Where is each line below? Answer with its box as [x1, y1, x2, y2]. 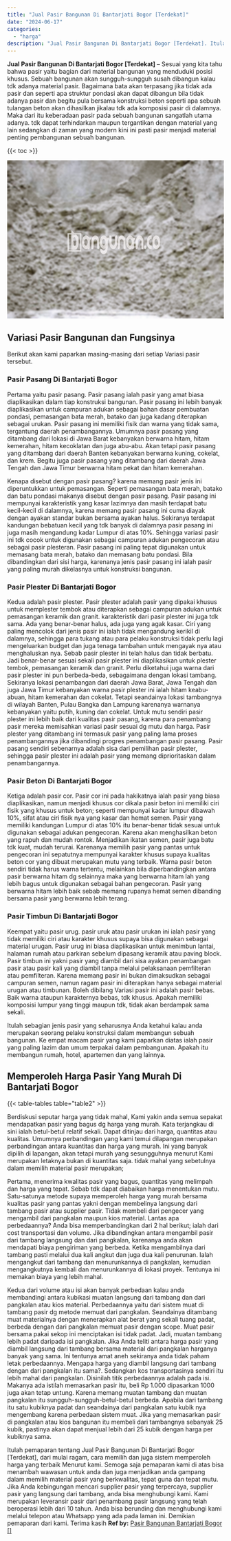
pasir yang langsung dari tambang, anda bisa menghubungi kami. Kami [7, 1490, 208, 1498]
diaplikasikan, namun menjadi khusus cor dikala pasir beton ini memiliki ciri [7, 799, 219, 807]
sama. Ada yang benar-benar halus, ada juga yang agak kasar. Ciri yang [7, 620, 211, 628]
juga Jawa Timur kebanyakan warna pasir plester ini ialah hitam [7, 686, 187, 694]
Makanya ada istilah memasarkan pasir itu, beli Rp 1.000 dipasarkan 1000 [7, 1381, 214, 1389]
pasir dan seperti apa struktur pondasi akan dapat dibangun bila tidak [7, 90, 204, 98]
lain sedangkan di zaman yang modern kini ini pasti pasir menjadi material [7, 126, 217, 134]
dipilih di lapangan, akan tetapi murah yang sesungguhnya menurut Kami [7, 1149, 214, 1158]
